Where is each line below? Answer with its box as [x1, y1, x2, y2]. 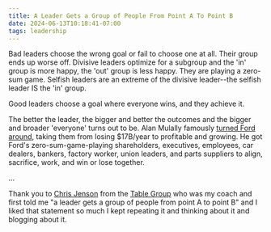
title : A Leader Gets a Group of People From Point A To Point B [8, 11, 233, 20]
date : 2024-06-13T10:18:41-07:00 [8, 19, 121, 27]
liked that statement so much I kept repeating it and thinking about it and [8, 206, 250, 216]
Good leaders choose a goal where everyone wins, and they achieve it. [8, 99, 245, 109]
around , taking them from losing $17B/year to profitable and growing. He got [8, 132, 263, 141]
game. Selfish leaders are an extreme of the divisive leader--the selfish [23, 74, 261, 85]
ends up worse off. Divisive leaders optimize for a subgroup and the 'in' [8, 57, 247, 67]
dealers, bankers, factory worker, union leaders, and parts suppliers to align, [8, 149, 263, 158]
